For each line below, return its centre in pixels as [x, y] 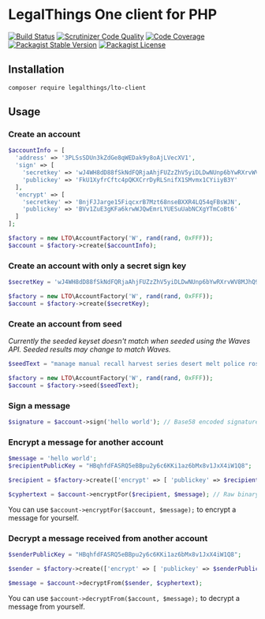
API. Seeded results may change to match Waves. [90, 349]
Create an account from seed [65, 323]
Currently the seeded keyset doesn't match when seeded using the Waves [129, 341]
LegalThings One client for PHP [113, 15]
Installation [36, 70]
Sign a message [39, 405]
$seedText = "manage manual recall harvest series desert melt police [127, 364]
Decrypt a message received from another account [108, 538]
